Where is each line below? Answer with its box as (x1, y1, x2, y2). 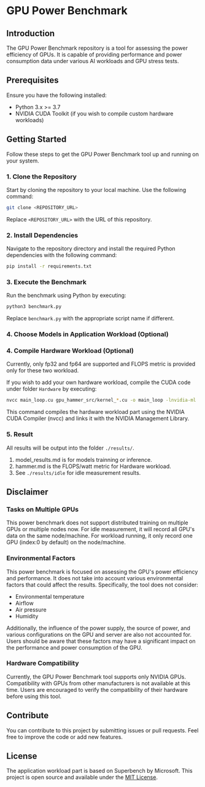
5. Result (6, 430, 33, 439)
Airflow (15, 599, 34, 607)
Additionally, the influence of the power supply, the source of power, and (6, 624, 190, 632)
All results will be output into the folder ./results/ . (6, 444, 135, 451)
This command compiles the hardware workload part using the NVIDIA (6, 409, 185, 416)
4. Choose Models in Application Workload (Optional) (6, 330, 169, 339)
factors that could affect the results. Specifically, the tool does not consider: (6, 581, 198, 588)
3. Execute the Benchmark (6, 277, 87, 286)
